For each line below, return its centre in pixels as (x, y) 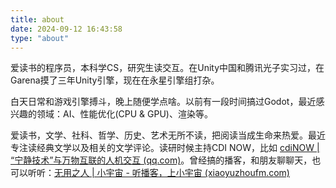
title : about (37, 19)
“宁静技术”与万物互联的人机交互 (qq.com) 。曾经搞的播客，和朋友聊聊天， (161, 160)
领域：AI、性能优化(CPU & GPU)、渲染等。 (124, 114)
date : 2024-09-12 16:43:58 (66, 29)
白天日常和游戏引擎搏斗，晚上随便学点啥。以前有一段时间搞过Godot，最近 (163, 102)
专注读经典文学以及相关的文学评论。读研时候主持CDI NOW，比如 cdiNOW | (165, 148)
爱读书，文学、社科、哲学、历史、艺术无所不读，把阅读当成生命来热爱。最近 (168, 135)
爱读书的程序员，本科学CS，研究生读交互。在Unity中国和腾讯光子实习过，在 (167, 68)
